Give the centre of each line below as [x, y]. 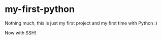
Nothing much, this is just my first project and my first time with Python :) [81, 23]
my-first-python [40, 9]
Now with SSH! [21, 32]
